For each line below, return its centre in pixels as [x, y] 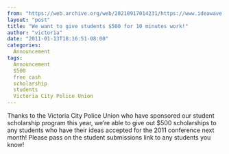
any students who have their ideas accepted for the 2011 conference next [111, 130]
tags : [15, 58]
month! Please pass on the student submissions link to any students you [109, 137]
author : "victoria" [35, 33]
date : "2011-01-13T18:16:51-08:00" [58, 39]
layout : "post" [29, 20]
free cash [27, 77]
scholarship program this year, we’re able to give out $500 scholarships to [112, 123]
